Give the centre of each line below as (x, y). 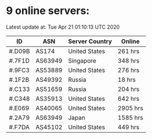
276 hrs (128, 70)
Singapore (82, 61)
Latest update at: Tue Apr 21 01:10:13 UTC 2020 (63, 27)
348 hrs (128, 61)
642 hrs (128, 99)
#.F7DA (20, 127)
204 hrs (128, 89)
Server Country (90, 41)
